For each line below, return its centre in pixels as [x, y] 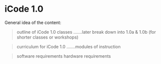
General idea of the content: [33, 22]
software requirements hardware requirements [64, 56]
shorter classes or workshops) [48, 37]
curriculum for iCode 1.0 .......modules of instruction [68, 46]
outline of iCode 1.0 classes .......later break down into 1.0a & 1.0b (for [86, 32]
